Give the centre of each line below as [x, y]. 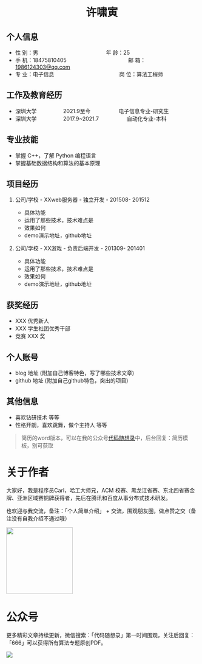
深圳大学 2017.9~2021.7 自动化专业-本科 [91, 119]
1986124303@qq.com [43, 67]
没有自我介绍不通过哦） [41, 518]
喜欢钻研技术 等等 [37, 417]
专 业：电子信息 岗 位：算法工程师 [89, 74]
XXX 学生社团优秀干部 [43, 328]
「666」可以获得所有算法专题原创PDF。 [56, 643]
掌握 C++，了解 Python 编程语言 [56, 155]
